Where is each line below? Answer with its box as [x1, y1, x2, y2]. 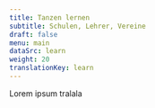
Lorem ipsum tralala [9, 87, 82, 99]
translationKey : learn [9, 64, 94, 73]
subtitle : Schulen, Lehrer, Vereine [9, 22, 146, 31]
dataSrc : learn [9, 47, 66, 56]
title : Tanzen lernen [9, 13, 90, 22]
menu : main [9, 38, 50, 48]
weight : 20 [9, 55, 50, 64]
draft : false [9, 30, 58, 39]
